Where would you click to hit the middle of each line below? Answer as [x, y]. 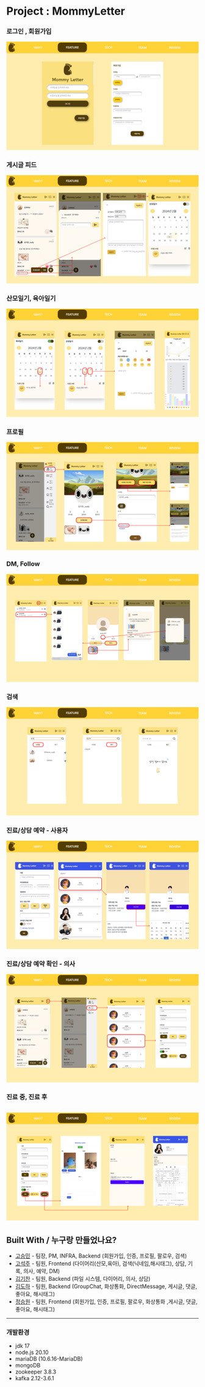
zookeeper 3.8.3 [36, 1372]
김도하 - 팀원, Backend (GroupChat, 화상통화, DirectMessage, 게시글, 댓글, [106, 1286]
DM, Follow [23, 564]
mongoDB [28, 1366]
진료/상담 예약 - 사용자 [37, 830]
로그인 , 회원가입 [29, 32]
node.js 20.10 [32, 1352]
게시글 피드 [22, 165]
